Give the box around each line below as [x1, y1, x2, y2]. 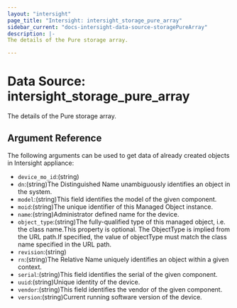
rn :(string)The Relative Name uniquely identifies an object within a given [17, 255, 229, 263]
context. [17, 263, 43, 271]
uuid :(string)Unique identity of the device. [17, 278, 140, 286]
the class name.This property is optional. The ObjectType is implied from [17, 224, 231, 234]
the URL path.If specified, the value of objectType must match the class [17, 232, 227, 241]
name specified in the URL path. [17, 240, 112, 249]
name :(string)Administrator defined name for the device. [17, 210, 180, 218]
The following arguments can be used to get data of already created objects [7, 151, 230, 159]
